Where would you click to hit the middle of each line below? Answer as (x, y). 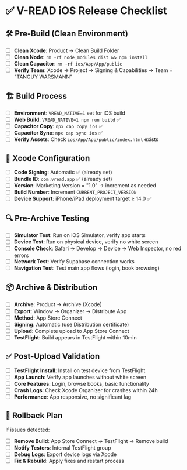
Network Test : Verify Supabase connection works (74, 261)
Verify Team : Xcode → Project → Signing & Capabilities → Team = (93, 70)
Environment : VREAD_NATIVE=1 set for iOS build (70, 113)
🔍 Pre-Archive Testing (47, 218)
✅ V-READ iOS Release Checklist (86, 11)
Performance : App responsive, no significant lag (73, 397)
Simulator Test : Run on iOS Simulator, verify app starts (80, 235)
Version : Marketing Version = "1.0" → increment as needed (85, 186)
